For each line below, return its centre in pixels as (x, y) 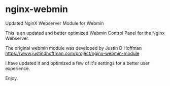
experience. (18, 68)
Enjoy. (12, 78)
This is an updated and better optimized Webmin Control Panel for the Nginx (85, 33)
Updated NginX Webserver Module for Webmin (55, 23)
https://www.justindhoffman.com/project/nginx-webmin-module (72, 53)
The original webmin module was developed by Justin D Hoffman (74, 48)
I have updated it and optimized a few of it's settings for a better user (77, 63)
